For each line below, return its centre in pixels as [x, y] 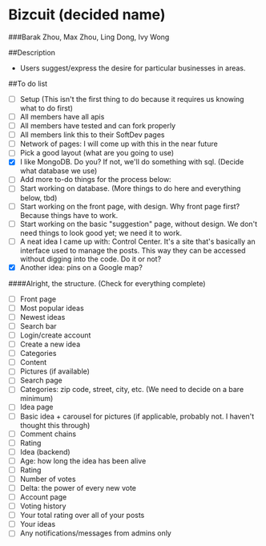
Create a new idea [50, 344]
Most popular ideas [52, 308]
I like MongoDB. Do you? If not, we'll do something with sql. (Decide [132, 162]
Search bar [38, 326]
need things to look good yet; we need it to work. [101, 233]
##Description [32, 52]
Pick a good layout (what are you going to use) [97, 153]
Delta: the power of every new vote [78, 487]
